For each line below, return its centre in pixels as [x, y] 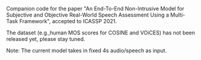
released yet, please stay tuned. [46, 39]
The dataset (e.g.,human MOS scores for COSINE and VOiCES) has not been [101, 33]
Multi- [178, 15]
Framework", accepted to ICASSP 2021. [68, 21]
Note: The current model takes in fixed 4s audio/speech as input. [86, 50]
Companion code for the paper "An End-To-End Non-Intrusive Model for [95, 9]
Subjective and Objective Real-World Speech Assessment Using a [88, 15]
